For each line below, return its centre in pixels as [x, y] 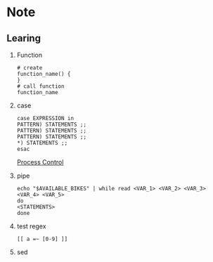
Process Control [40, 162]
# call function [40, 86]
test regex [31, 226]
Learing [24, 38]
